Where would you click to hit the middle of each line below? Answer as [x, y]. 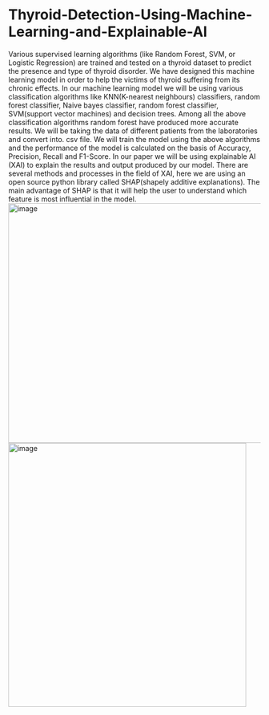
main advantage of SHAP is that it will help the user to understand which [127, 190]
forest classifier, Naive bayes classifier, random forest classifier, [113, 105]
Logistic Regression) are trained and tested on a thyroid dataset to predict [130, 63]
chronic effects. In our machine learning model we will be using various [126, 88]
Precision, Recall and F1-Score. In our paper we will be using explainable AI [132, 156]
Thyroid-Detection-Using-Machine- [130, 15]
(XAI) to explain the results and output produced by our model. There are [128, 165]
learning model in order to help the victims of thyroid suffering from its [124, 79]
